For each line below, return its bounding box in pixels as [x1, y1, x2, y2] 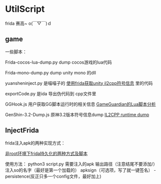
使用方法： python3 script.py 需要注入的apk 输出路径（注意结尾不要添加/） [5, 161, 158, 167]
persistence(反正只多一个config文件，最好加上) [5, 173, 102, 179]
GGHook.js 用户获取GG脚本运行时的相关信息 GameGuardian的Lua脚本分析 [5, 101, 156, 107]
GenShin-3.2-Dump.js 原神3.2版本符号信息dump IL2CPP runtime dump [5, 111, 150, 117]
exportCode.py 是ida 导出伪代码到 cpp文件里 [5, 90, 96, 97]
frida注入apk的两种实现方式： [5, 140, 66, 146]
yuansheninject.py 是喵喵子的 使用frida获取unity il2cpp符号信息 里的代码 [5, 80, 153, 86]
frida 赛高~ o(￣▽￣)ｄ [5, 20, 52, 26]
